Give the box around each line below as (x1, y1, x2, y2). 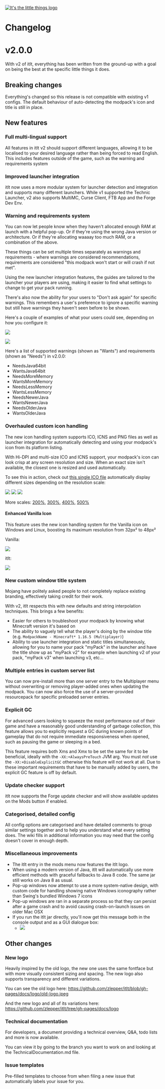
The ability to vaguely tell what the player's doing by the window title (12, 628, 152, 634)
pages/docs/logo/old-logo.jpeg (5, 991, 69, 997)
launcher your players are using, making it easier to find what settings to (5, 280, 152, 286)
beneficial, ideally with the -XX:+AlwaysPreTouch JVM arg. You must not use (5, 753, 158, 760)
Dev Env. (5, 200, 23, 206)
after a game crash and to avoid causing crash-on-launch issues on (12, 903, 150, 909)
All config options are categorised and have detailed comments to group (5, 822, 152, 828)
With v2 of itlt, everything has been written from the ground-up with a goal (5, 61, 157, 67)
